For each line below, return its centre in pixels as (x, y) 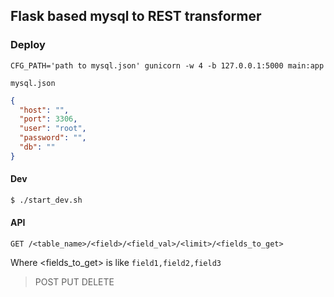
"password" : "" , (53, 138)
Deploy (28, 45)
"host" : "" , (44, 110)
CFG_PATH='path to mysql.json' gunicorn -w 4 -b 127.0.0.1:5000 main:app (167, 65)
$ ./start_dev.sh (46, 200)
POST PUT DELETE (74, 282)
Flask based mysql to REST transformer (136, 16)
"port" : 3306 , (48, 119)
